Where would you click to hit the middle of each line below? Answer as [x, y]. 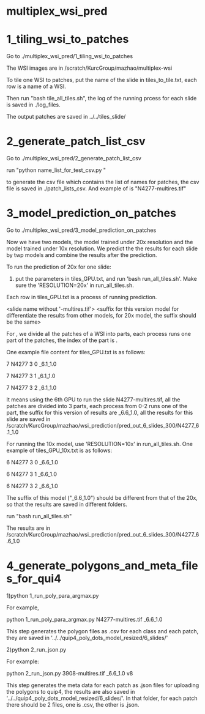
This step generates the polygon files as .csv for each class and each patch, [102, 631]
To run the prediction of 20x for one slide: [59, 267]
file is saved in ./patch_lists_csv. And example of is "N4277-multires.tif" [96, 188]
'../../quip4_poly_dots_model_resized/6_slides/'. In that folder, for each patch [102, 698]
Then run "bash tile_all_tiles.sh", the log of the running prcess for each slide [102, 99]
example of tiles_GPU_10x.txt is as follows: [59, 450]
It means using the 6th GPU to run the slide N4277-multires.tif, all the [93, 400]
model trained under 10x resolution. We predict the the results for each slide [102, 248]
